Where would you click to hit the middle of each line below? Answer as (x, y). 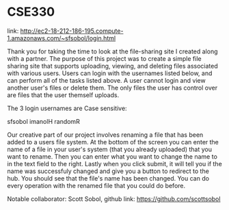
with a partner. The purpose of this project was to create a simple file (104, 58)
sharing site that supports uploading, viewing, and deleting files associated (113, 66)
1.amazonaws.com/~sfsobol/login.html (62, 38)
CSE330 (31, 12)
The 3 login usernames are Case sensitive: (67, 108)
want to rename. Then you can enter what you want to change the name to (112, 156)
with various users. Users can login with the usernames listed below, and (110, 73)
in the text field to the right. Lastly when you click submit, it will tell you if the (114, 163)
